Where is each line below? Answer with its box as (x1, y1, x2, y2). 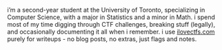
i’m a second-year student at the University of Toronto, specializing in (7, 6, 205, 14)
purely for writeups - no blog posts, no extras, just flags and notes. (7, 35, 197, 43)
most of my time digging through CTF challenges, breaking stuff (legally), (7, 21, 216, 28)
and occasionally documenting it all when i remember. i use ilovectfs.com (7, 27, 215, 36)
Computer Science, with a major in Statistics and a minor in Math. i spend (7, 13, 215, 21)
